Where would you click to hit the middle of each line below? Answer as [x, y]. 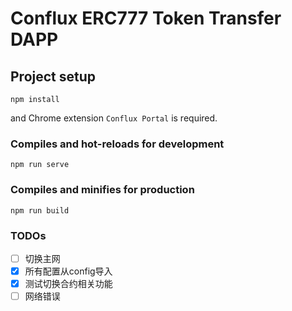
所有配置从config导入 [68, 271]
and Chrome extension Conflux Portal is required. [114, 118]
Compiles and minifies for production [102, 190]
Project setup [53, 76]
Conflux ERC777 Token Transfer [146, 18]
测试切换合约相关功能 [68, 284]
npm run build [40, 210]
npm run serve [40, 165]
